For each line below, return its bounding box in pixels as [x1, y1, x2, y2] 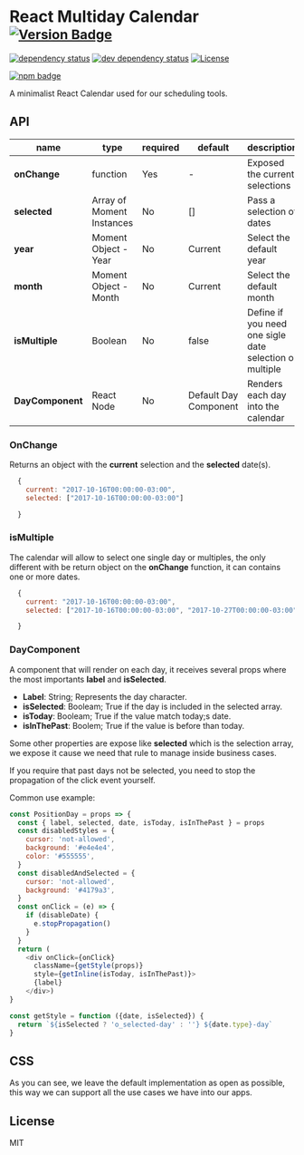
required [141, 141, 180, 153]
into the [247, 400, 280, 412]
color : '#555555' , [25, 852, 95, 861]
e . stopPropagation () [33, 919, 111, 928]
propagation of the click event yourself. [9, 774, 156, 785]
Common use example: [9, 791, 96, 803]
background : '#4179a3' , [25, 886, 116, 895]
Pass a [247, 193, 276, 206]
